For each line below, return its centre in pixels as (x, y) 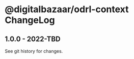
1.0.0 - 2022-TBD (33, 39)
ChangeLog (30, 20)
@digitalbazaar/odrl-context (67, 9)
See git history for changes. (34, 51)
